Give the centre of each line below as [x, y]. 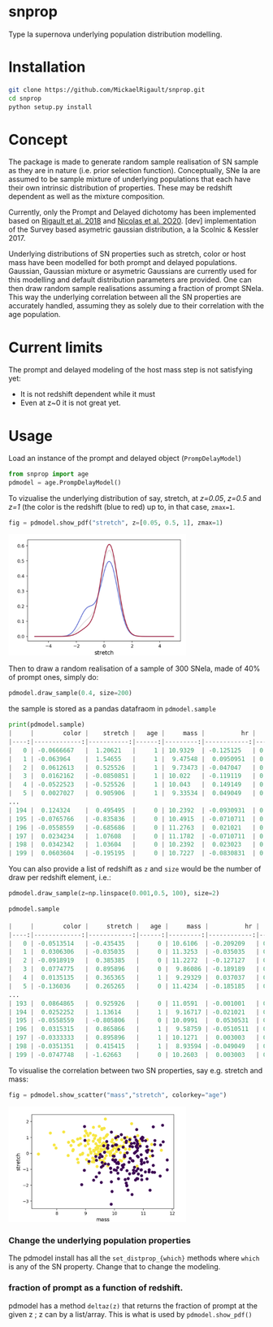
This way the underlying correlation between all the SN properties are [125, 297]
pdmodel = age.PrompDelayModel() [65, 483]
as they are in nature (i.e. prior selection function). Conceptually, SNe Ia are [134, 171]
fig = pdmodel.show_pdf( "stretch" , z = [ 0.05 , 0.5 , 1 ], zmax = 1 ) [116, 523]
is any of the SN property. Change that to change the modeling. [115, 1267]
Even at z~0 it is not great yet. [70, 403]
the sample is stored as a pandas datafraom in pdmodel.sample [113, 709]
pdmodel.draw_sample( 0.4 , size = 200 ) [70, 694]
